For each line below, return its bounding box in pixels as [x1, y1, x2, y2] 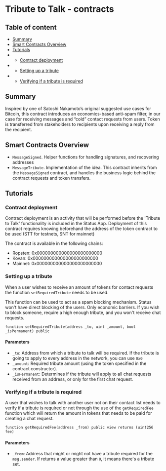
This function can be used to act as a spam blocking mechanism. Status [5, 299, 152, 305]
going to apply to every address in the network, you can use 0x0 [12, 355, 143, 361]
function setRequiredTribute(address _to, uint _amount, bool [5, 324, 136, 329]
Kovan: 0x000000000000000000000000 [12, 255, 99, 261]
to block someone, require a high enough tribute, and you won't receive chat [5, 310, 161, 315]
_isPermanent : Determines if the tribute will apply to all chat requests [12, 371, 152, 377]
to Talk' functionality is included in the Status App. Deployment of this [5, 221, 147, 227]
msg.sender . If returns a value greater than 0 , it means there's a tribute [12, 456, 155, 462]
